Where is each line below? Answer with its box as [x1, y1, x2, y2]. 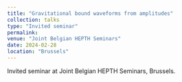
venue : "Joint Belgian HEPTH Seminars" [7, 36, 122, 42]
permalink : [7, 29, 38, 36]
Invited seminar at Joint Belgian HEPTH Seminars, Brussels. [7, 66, 176, 75]
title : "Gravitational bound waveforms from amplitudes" [7, 10, 174, 17]
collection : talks [7, 16, 60, 23]
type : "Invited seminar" [7, 23, 78, 29]
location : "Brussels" [7, 49, 69, 55]
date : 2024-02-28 [7, 42, 57, 49]
